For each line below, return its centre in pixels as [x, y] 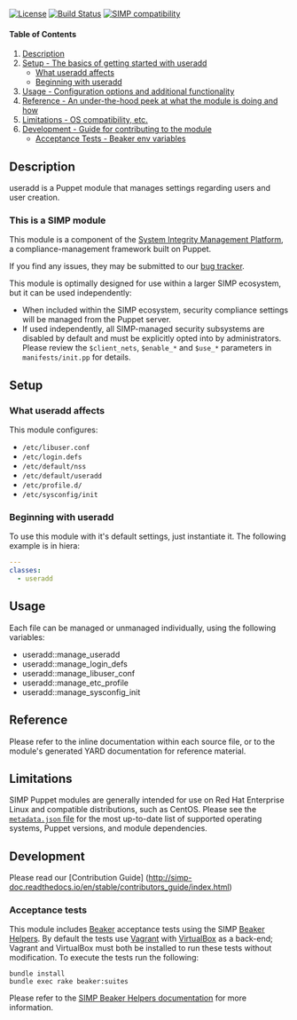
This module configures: [54, 430]
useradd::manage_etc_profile [75, 683]
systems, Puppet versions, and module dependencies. [109, 828]
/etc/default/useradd [62, 476]
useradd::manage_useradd [71, 654]
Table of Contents [43, 34]
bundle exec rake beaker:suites [69, 982]
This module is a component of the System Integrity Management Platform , [146, 240]
